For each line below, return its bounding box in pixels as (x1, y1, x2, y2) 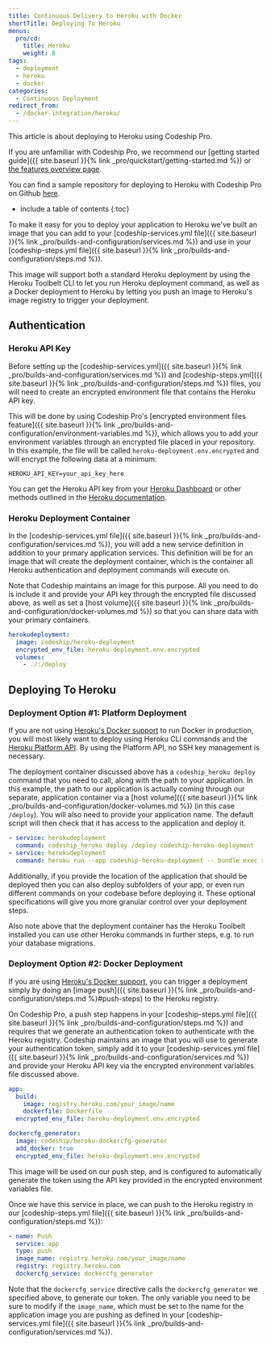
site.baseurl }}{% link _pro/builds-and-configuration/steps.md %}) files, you (8, 378, 261, 388)
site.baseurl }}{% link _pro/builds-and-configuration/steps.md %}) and (8, 1017, 244, 1027)
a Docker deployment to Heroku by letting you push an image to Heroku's (8, 287, 252, 296)
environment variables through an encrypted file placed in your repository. (8, 436, 256, 446)
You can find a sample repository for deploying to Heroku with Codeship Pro (8, 180, 262, 190)
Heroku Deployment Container (8, 512, 131, 524)
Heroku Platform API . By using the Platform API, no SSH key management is (8, 743, 260, 753)
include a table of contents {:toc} (19, 204, 130, 214)
